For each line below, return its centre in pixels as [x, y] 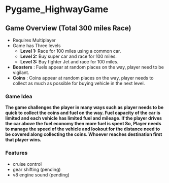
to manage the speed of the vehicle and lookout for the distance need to [83, 129]
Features [16, 153]
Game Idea [19, 96]
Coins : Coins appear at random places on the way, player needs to [83, 78]
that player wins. [23, 140]
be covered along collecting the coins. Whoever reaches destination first [84, 134]
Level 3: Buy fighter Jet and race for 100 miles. [69, 62]
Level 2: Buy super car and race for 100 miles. [68, 56]
